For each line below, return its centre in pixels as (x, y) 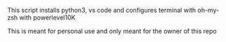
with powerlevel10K (47, 17)
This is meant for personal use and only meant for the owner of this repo (112, 31)
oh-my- (208, 10)
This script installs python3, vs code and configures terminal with (102, 10)
